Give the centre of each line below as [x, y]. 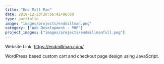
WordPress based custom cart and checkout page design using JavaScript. [82, 56]
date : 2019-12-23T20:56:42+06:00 [40, 14]
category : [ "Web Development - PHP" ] [44, 28]
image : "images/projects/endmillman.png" [49, 23]
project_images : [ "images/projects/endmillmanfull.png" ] [65, 32]
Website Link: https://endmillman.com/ [45, 47]
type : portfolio [22, 19]
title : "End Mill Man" [28, 10]
